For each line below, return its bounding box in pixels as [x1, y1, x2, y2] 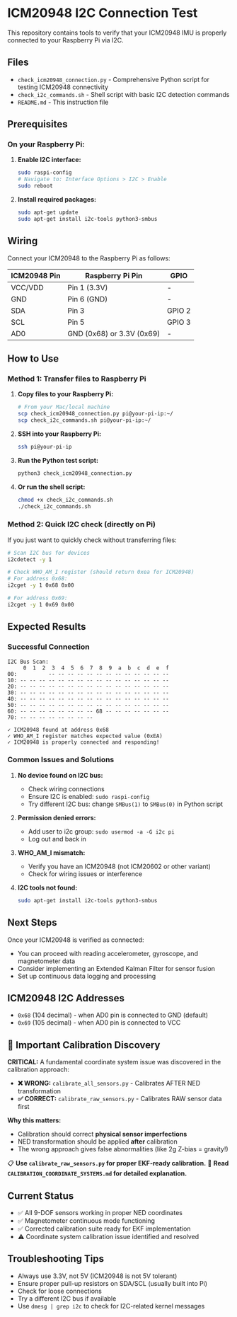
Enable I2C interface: [17, 156, 81, 164]
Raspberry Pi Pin [84, 270, 143, 280]
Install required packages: [17, 195, 97, 204]
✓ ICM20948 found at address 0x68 [7, 726, 110, 733]
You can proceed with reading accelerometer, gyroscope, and [17, 949, 198, 957]
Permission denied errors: [17, 813, 97, 822]
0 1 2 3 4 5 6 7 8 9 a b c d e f [23, 664, 170, 672]
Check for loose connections [17, 1287, 103, 1295]
